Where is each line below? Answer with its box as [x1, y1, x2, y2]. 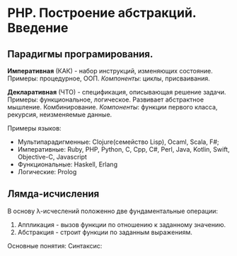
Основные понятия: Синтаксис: [7, 241, 103, 250]
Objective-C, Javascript [17, 153, 87, 161]
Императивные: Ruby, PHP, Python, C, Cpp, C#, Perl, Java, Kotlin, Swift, [17, 145, 230, 153]
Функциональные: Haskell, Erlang [17, 160, 118, 169]
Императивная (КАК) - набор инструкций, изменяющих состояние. [7, 67, 214, 75]
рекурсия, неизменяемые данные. [7, 111, 112, 118]
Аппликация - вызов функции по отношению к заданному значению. [17, 220, 226, 228]
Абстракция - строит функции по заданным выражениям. [17, 228, 193, 236]
